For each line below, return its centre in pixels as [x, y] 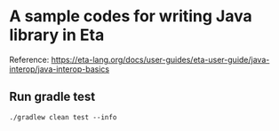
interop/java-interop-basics [59, 69]
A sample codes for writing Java [131, 16]
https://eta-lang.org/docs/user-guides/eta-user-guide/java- [160, 59]
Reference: [29, 59]
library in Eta [57, 35]
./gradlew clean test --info [63, 117]
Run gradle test [52, 97]
